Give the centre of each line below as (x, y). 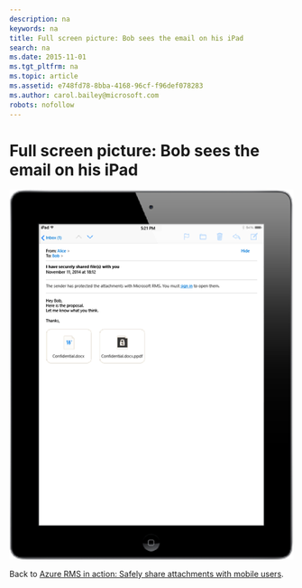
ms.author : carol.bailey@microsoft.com (84, 95)
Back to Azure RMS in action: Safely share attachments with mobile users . (146, 574)
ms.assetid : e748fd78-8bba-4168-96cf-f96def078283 (106, 86)
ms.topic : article (44, 77)
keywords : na (34, 28)
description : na (40, 19)
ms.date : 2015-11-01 (48, 57)
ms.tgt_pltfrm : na (44, 67)
